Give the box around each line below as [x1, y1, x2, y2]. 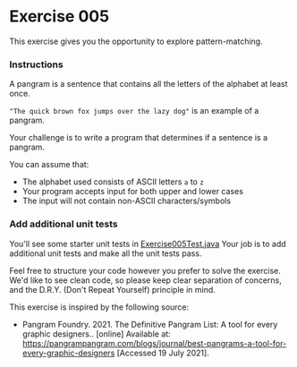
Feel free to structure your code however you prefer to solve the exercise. [9, 265, 282, 276]
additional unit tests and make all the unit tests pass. [9, 248, 202, 259]
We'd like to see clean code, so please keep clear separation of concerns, [9, 275, 282, 286]
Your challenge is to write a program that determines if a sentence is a [9, 132, 268, 143]
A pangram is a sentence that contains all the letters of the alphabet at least [9, 79, 288, 90]
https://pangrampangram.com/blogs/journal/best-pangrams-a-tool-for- [21, 337, 287, 348]
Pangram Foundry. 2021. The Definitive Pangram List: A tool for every [21, 319, 278, 329]
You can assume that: [9, 159, 89, 170]
